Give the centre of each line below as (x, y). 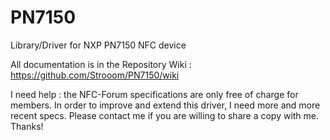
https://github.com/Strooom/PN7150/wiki (95, 75)
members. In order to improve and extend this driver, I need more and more (165, 105)
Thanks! (27, 126)
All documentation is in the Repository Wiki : (101, 64)
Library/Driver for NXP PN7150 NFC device (98, 45)
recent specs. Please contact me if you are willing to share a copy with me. (165, 115)
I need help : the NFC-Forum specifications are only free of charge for (154, 94)
